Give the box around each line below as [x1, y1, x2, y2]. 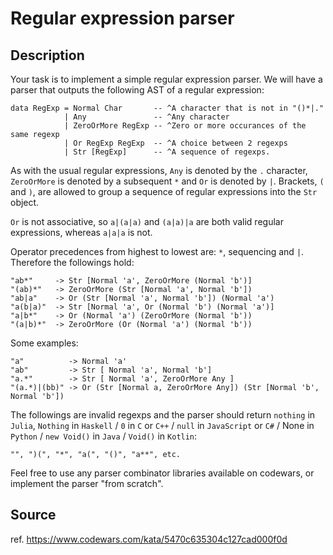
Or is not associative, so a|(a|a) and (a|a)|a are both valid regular [10, 216, 284, 227]
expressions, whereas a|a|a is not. [10, 227, 153, 238]
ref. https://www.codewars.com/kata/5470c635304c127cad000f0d [10, 533, 288, 545]
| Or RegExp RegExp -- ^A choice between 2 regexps [63, 138, 288, 148]
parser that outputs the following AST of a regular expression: [10, 84, 265, 96]
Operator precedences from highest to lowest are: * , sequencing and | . [10, 246, 305, 257]
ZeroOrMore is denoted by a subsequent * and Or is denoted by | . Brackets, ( [10, 175, 325, 187]
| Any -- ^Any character [63, 112, 230, 122]
